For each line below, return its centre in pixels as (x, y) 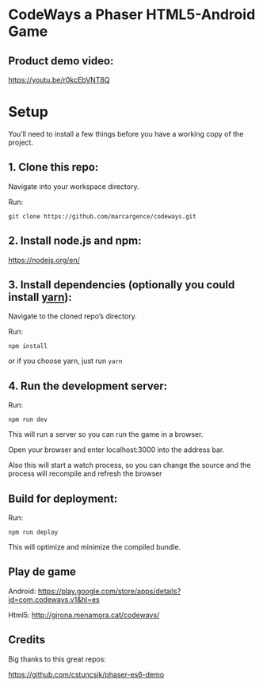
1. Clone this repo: (53, 167)
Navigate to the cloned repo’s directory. (72, 316)
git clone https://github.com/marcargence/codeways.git (102, 216)
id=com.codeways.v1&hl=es (54, 599)
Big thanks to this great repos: (57, 659)
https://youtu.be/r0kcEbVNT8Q (59, 80)
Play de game (42, 572)
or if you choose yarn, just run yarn (65, 361)
